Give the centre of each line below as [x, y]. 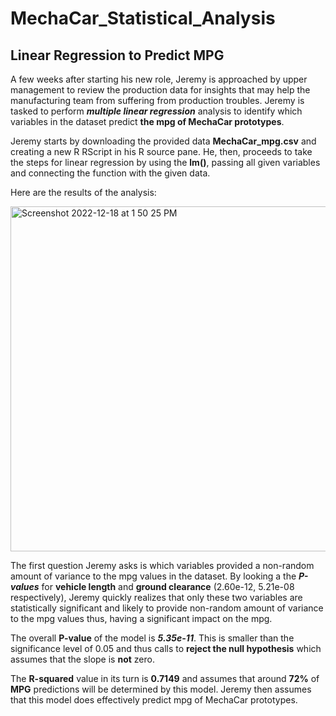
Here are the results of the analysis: [83, 192]
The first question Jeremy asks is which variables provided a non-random [162, 565]
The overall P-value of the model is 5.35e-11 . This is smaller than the [152, 638]
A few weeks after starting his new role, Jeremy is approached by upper [159, 79]
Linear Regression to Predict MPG [117, 55]
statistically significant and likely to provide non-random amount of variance [167, 608]
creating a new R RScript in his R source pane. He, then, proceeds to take [161, 151]
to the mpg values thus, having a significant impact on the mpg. [141, 618]
